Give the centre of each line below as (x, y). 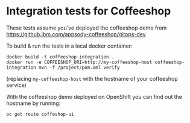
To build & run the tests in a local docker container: (69, 46)
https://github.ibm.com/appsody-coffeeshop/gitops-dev (76, 34)
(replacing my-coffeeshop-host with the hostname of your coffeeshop (92, 78)
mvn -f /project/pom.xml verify (79, 68)
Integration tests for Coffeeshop (89, 11)
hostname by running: (33, 103)
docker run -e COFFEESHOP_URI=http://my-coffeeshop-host (79, 62)
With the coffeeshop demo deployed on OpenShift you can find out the (94, 96)
